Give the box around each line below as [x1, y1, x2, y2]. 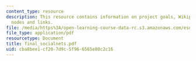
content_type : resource [6, 8, 64, 15]
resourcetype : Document [6, 35, 64, 41]
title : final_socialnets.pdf [6, 41, 77, 47]
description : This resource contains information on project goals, [6, 14, 176, 20]
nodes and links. [11, 19, 54, 25]
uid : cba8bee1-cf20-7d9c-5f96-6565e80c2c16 [6, 46, 114, 52]
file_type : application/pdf [6, 30, 75, 36]
